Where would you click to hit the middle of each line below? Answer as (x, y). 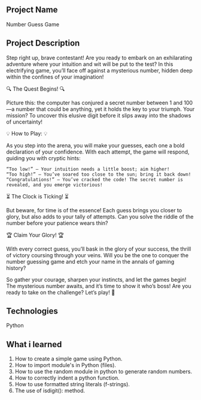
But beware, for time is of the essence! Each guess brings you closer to (94, 210)
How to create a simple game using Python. (68, 359)
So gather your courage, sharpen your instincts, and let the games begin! (96, 279)
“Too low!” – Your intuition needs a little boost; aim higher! (88, 169)
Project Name (32, 10)
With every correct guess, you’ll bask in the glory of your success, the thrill (99, 249)
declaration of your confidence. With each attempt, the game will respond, (98, 152)
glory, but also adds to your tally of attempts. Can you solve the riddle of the (100, 216)
